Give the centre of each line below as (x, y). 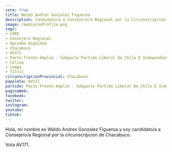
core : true (17, 10)
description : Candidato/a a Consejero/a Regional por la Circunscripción (86, 19)
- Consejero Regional (28, 39)
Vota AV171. (17, 144)
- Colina (15, 62)
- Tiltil (15, 72)
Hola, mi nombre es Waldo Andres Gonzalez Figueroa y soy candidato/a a (83, 129)
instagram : (17, 105)
